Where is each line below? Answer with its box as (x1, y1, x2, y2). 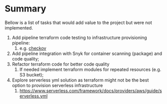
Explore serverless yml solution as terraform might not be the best (12, 77, 149, 83)
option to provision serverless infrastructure (12, 82, 103, 88)
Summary (5, 3, 46, 14)
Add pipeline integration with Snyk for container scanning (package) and (12, 50, 162, 56)
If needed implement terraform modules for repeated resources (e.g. (19, 66, 161, 72)
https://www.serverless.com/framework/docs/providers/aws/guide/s (19, 87, 162, 93)
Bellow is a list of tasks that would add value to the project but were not (5, 19, 152, 25)
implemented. (5, 24, 33, 30)
